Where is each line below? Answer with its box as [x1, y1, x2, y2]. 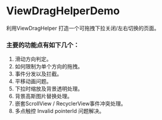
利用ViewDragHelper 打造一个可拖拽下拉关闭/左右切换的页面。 [6, 24, 160, 31]
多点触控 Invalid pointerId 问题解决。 [14, 108, 105, 115]
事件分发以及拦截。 [14, 70, 63, 78]
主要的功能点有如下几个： [6, 40, 80, 49]
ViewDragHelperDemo [6, 4, 120, 18]
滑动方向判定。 [14, 55, 52, 63]
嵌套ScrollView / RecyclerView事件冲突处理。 [14, 100, 126, 108]
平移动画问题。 [14, 78, 52, 85]
